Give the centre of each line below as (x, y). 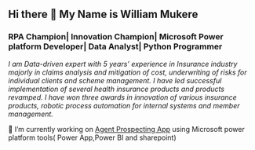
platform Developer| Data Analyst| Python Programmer (115, 46)
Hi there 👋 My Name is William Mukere (103, 15)
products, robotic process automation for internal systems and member (124, 105)
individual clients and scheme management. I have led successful (115, 80)
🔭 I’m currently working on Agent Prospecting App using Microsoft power (126, 129)
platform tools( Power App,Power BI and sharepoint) (92, 137)
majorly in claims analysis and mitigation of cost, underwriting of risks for (127, 72)
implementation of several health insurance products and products (117, 89)
